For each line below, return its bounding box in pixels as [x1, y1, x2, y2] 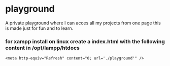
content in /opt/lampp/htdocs [5, 44, 80, 51]
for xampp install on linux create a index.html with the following [5, 38, 165, 45]
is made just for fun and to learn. [5, 25, 74, 31]
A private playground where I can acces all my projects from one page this [5, 20, 161, 26]
